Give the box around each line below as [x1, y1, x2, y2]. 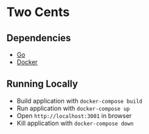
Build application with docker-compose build [16, 96, 143, 105]
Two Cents [6, 4, 70, 20]
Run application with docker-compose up [16, 104, 130, 112]
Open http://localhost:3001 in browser [16, 111, 132, 119]
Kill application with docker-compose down [16, 119, 134, 127]
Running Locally [6, 78, 78, 90]
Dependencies [6, 32, 71, 44]
